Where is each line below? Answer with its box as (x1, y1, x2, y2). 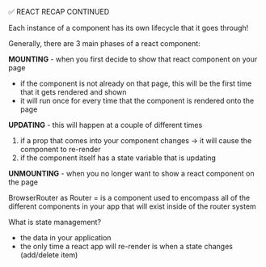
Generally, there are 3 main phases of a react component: (8, 39, 201, 48)
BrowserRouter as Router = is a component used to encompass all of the (8, 193, 251, 202)
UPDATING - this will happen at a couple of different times (8, 121, 203, 129)
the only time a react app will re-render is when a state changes (19, 242, 233, 251)
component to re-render (19, 145, 101, 154)
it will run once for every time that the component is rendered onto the (19, 96, 255, 105)
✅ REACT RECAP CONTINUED (8, 7, 110, 16)
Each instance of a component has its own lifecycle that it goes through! (8, 23, 249, 32)
